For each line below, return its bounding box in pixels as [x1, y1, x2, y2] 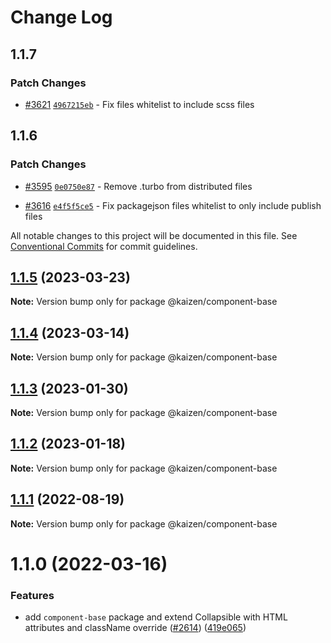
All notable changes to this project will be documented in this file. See [10, 229, 298, 241]
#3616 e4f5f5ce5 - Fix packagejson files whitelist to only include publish [24, 199, 322, 211]
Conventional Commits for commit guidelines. [10, 240, 198, 252]
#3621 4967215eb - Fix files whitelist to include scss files [24, 98, 255, 110]
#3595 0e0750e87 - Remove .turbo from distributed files [24, 180, 253, 192]
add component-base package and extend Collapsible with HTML [24, 611, 288, 623]
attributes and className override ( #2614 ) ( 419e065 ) [24, 622, 247, 634]
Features [10, 588, 55, 602]
